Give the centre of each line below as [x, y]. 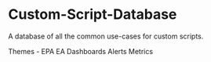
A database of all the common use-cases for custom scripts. [106, 36]
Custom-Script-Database [93, 15]
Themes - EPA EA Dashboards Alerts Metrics [81, 51]
